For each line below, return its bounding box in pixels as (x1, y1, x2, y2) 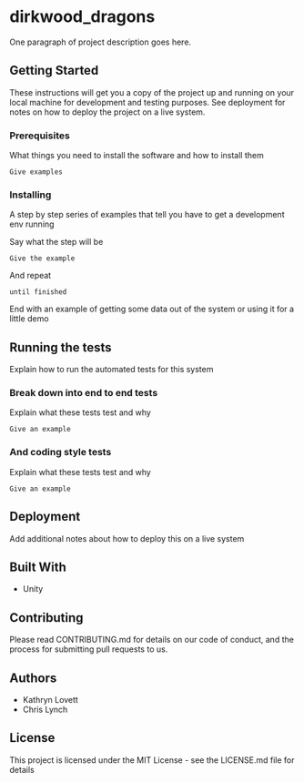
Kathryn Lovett (22, 695, 79, 705)
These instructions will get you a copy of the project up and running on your (9, 86, 294, 97)
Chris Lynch (22, 704, 68, 715)
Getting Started (9, 63, 99, 78)
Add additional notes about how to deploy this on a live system (9, 533, 245, 543)
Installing (9, 188, 52, 201)
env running (9, 218, 55, 229)
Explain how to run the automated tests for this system (9, 364, 214, 375)
